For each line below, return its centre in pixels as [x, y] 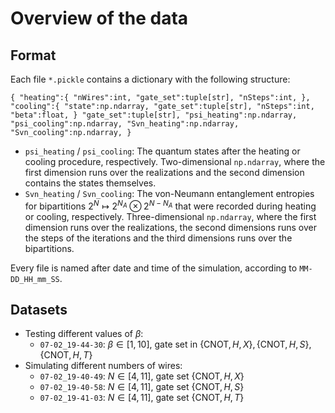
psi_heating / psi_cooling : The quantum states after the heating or [162, 151]
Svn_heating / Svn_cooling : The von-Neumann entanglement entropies [169, 193]
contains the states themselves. [90, 183]
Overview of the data [99, 18]
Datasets [39, 310]
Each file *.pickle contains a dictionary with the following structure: [150, 79]
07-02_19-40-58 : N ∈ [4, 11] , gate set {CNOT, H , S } [142, 387]
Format [33, 55]
